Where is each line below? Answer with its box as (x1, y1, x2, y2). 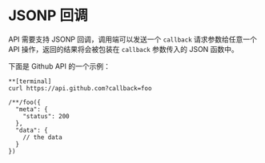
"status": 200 (22, 112, 70, 120)
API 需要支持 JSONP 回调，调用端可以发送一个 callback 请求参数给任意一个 (8, 34, 258, 44)
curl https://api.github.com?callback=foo (8, 84, 152, 92)
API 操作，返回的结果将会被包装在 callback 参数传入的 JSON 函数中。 (8, 44, 239, 54)
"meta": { (15, 105, 48, 113)
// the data (22, 133, 62, 141)
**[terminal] (8, 77, 52, 85)
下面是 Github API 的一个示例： (8, 61, 110, 71)
